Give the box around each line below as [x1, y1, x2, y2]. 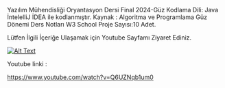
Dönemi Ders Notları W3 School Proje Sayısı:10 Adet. [7, 20, 156, 28]
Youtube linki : [7, 60, 47, 68]
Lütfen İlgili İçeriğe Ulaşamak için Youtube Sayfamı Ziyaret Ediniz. [7, 33, 192, 42]
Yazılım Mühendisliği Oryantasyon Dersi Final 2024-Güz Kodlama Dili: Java [7, 6, 219, 14]
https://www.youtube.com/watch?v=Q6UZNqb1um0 [7, 73, 154, 81]
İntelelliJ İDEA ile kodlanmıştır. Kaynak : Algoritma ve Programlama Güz [7, 13, 208, 21]
